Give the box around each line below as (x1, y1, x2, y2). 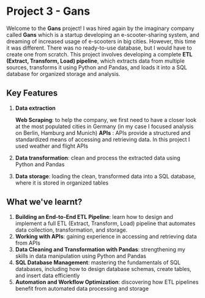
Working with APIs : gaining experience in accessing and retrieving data (15, 232, 197, 240)
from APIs (15, 239, 41, 246)
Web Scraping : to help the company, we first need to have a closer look (15, 116, 197, 123)
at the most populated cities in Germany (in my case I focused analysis (15, 123, 194, 130)
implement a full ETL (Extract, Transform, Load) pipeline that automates (15, 220, 196, 227)
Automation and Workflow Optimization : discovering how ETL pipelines (15, 278, 199, 286)
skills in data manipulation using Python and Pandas (15, 252, 147, 259)
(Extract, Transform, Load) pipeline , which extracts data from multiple (6, 57, 185, 64)
